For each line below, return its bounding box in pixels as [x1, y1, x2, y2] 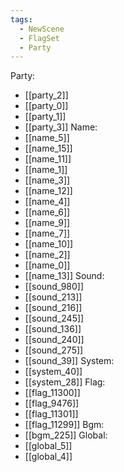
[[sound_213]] [24, 291, 83, 303]
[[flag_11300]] [24, 387, 81, 399]
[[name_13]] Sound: [24, 270, 105, 282]
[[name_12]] [24, 185, 73, 197]
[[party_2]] [24, 89, 69, 101]
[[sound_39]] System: [24, 355, 115, 367]
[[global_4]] [24, 451, 73, 463]
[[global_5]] [24, 440, 73, 452]
